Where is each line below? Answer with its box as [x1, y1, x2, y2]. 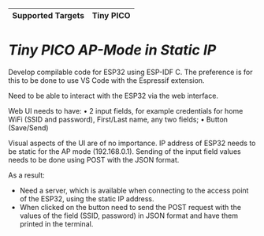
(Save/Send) [8, 122, 49, 133]
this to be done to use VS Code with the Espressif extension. [8, 75, 205, 85]
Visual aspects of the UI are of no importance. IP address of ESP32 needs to [8, 138, 256, 148]
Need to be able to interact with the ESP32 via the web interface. [8, 91, 219, 100]
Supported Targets [12, 10, 85, 21]
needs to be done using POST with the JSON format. [8, 155, 180, 164]
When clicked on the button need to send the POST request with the [19, 202, 242, 212]
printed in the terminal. [19, 219, 94, 228]
